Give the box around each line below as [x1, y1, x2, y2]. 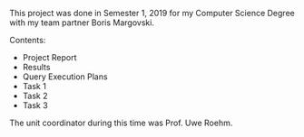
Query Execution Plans [22, 71, 108, 82]
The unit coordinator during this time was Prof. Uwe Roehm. [9, 117, 233, 128]
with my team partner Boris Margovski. [9, 17, 154, 28]
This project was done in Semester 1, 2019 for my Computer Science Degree [9, 8, 295, 18]
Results [22, 62, 51, 72]
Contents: [9, 35, 46, 45]
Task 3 [22, 100, 48, 111]
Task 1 [22, 81, 47, 91]
